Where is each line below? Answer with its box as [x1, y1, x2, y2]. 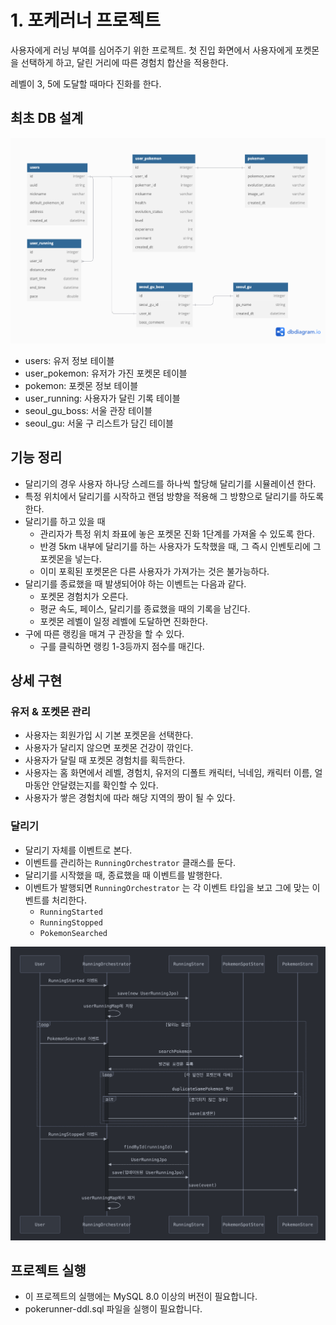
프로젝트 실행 [10, 1262, 87, 1280]
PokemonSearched [39, 928, 108, 938]
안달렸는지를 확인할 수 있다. [51, 779, 159, 791]
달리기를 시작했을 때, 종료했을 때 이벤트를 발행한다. [24, 869, 223, 881]
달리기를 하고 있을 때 [24, 515, 106, 527]
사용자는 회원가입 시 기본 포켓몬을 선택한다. [24, 729, 194, 741]
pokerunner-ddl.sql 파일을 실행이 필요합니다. [24, 1303, 203, 1315]
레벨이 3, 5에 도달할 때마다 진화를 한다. [10, 77, 162, 90]
